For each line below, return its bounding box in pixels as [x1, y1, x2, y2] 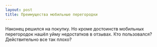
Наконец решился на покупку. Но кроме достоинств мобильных [5, 25, 144, 31]
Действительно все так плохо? [5, 36, 72, 42]
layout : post [5, 7, 33, 12]
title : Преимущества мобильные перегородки [5, 12, 98, 17]
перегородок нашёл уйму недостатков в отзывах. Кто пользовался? [5, 31, 152, 37]
